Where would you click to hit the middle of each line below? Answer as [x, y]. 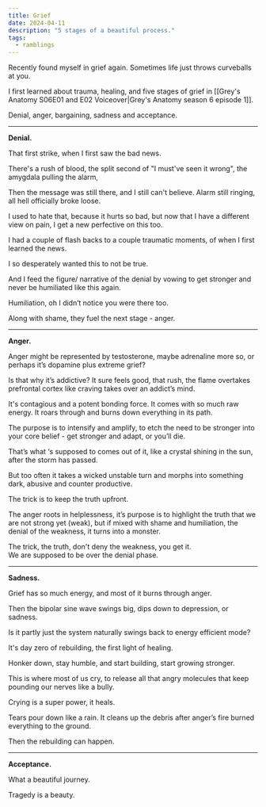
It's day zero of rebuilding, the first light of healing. [91, 648]
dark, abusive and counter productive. [70, 484]
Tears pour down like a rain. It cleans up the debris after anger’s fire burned [131, 717]
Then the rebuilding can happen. [61, 741]
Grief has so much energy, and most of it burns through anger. [110, 593]
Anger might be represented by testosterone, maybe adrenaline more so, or [131, 357]
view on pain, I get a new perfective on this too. [85, 225]
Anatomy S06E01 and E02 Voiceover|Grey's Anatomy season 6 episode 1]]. [131, 100]
